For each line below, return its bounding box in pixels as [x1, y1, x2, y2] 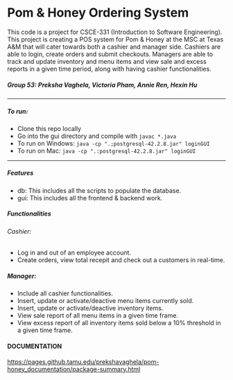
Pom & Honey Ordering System [7, 5, 189, 21]
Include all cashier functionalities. [17, 289, 113, 297]
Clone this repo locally [17, 124, 82, 132]
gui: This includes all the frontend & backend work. [17, 193, 163, 202]
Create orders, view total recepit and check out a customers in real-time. [17, 256, 225, 264]
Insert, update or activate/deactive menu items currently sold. [17, 297, 194, 305]
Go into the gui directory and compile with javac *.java [17, 132, 177, 140]
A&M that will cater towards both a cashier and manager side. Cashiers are [7, 42, 221, 51]
